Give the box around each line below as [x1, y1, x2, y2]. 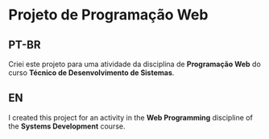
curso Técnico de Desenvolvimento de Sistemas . [8, 68, 175, 78]
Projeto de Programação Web [8, 6, 209, 24]
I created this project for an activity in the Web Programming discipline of [8, 112, 254, 122]
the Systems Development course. [8, 121, 126, 131]
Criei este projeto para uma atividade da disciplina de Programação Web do [8, 59, 262, 69]
